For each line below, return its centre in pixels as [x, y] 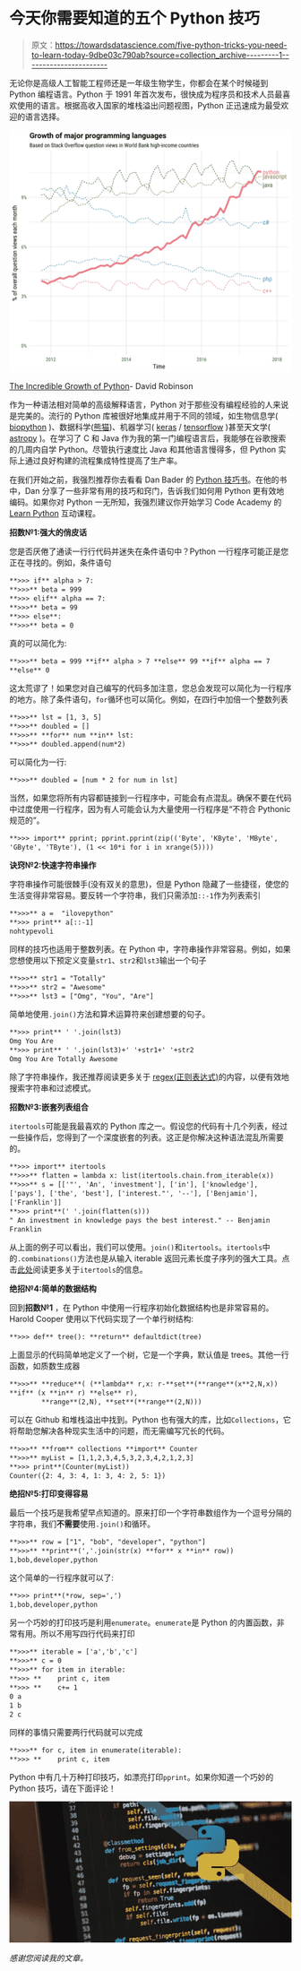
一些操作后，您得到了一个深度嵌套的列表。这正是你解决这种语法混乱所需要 [146, 1137]
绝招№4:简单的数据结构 [53, 1288]
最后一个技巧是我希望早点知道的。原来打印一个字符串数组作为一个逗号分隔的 [150, 1512]
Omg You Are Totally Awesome [64, 1059]
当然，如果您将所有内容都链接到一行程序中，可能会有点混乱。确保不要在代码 [150, 798]
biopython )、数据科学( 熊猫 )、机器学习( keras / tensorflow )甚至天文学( [140, 427]
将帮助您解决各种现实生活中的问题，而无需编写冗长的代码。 [119, 1431]
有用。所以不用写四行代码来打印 [76, 1633]
